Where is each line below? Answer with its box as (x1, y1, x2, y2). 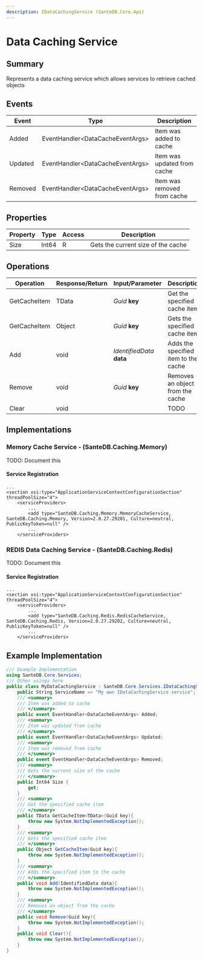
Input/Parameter (113, 279, 162, 288)
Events (6, 99, 33, 109)
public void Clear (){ (17, 931, 71, 937)
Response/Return (56, 279, 108, 288)
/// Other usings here (6, 678, 63, 684)
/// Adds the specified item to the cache (17, 869, 126, 875)
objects (6, 81, 25, 88)
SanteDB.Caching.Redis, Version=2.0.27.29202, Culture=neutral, (6, 618, 172, 625)
